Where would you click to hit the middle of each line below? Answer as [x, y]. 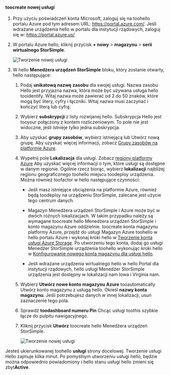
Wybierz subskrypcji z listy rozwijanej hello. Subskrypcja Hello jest [91, 117]
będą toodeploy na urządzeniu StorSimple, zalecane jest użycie [94, 195]
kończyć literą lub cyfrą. [46, 107]
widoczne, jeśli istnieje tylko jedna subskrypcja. [70, 128]
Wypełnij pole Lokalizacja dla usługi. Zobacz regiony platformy [86, 158]
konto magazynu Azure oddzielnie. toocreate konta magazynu [93, 227]
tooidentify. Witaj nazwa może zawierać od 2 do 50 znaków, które [89, 96]
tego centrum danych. [51, 201]
